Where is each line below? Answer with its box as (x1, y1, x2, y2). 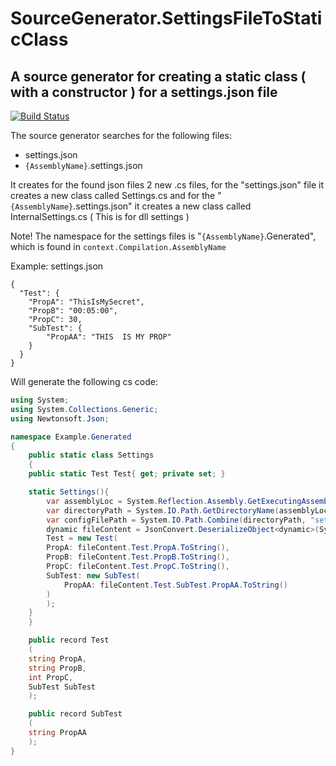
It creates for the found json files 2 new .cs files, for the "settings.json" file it (10, 179, 325, 191)
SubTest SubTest (28, 682, 97, 692)
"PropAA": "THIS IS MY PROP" (46, 332, 172, 342)
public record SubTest (28, 709, 123, 719)
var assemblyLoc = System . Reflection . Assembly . (46, 496, 248, 506)
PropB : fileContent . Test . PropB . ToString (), (46, 552, 230, 562)
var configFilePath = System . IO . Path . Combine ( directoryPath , (46, 515, 307, 525)
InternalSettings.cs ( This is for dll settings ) (10, 211, 190, 222)
